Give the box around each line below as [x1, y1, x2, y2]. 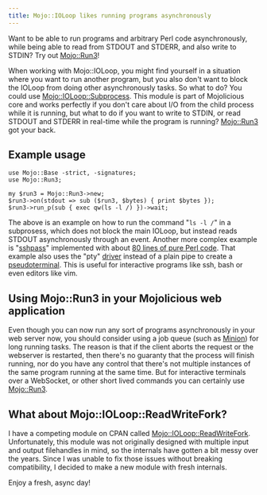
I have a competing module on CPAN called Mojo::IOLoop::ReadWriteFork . [8, 429, 250, 438]
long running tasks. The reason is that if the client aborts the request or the [8, 342, 254, 352]
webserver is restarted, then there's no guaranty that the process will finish [8, 351, 255, 361]
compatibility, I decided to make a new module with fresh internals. [8, 462, 228, 472]
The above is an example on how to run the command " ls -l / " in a [8, 218, 232, 228]
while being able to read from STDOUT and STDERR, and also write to [8, 41, 237, 52]
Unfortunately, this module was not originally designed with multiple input [8, 437, 249, 446]
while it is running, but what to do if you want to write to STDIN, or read [8, 108, 241, 118]
